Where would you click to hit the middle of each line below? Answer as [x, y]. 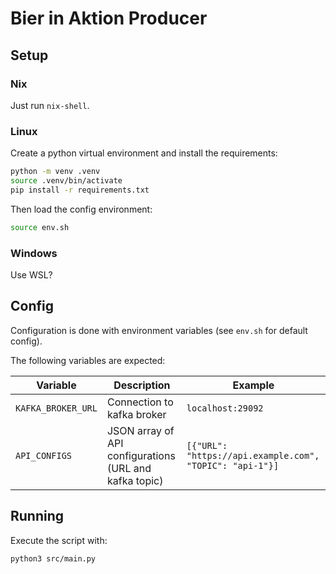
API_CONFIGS [44, 455]
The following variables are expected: [88, 360]
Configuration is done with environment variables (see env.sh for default [159, 330]
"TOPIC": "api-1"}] [233, 465]
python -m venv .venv [55, 172]
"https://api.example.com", [253, 455]
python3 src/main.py [53, 558]
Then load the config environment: [81, 209]
